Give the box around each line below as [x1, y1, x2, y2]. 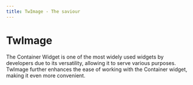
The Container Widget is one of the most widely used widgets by [6, 53, 164, 60]
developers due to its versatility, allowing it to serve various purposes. [6, 59, 176, 66]
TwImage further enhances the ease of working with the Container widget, [6, 66, 188, 73]
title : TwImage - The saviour [6, 8, 81, 15]
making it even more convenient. [6, 72, 86, 79]
